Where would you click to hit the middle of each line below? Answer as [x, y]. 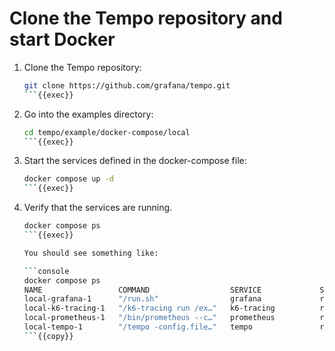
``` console [46, 271]
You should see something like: [91, 253]
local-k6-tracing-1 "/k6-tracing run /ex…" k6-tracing [149, 308]
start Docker [62, 39]
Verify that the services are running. [98, 208]
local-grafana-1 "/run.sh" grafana [142, 299]
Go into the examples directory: [88, 114]
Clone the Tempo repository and [146, 18]
